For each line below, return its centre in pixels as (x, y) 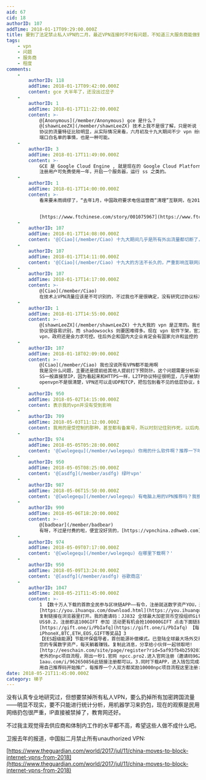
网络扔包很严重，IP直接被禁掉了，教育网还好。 (65, 712)
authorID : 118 (46, 80)
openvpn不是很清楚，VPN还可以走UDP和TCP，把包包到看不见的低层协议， (118, 382)
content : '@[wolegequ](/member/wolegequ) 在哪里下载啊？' (101, 554)
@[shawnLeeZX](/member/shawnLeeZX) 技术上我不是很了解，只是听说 (118, 126)
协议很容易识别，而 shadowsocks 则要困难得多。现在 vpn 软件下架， (116, 331)
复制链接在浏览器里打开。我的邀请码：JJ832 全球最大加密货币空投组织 (116, 616)
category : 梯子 (25, 679)
